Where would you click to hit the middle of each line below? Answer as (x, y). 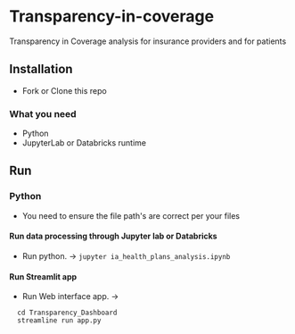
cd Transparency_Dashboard (67, 313)
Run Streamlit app (43, 276)
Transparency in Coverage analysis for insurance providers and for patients (148, 41)
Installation (41, 69)
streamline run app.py (59, 321)
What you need (43, 113)
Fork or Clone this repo (64, 90)
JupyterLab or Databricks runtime (84, 143)
